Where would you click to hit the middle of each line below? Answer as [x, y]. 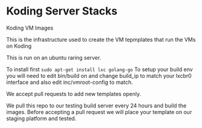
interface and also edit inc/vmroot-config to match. [70, 82]
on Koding [19, 46]
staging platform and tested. [41, 118]
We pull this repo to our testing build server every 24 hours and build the [96, 105]
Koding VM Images [30, 28]
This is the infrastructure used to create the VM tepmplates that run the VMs [101, 39]
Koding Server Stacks [62, 11]
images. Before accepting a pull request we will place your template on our [99, 112]
